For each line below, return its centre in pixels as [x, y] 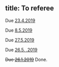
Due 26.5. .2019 [21, 49]
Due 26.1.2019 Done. [26, 59]
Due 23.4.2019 [20, 20]
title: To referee [29, 8]
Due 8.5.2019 [19, 30]
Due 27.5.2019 [20, 40]
